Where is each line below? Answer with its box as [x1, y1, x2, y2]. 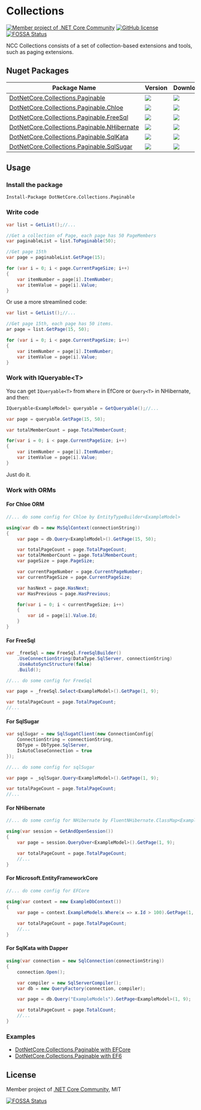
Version [144, 83, 167, 92]
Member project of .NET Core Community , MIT [6, 1086, 121, 1093]
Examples [6, 1032, 36, 1040]
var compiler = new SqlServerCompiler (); [17, 980, 121, 986]
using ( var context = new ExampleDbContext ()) [6, 898, 121, 904]
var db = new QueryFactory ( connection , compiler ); [17, 985, 146, 991]
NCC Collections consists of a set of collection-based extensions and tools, [6, 42, 193, 49]
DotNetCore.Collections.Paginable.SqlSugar [9, 142, 133, 150]
